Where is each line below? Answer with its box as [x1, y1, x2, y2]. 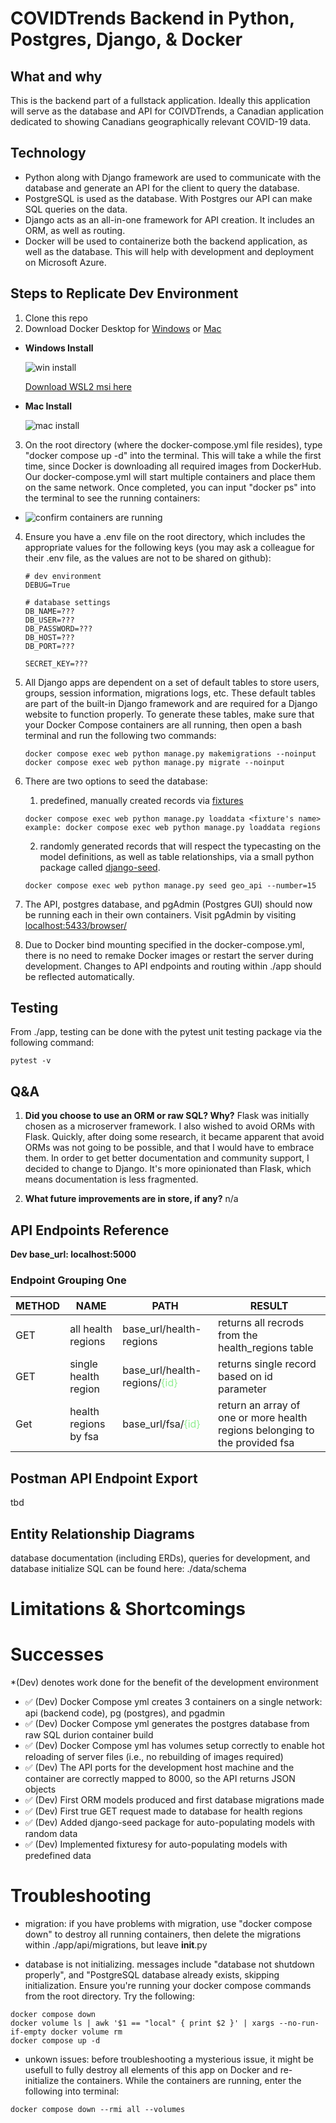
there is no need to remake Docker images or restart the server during [24, 949, 314, 961]
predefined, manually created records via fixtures [39, 794, 244, 806]
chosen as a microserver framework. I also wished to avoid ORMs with [24, 1120, 316, 1132]
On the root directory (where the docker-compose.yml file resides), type [24, 438, 323, 451]
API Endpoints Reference [10, 1222, 170, 1239]
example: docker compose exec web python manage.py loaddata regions [24, 822, 322, 832]
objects [24, 1783, 57, 1796]
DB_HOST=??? [24, 632, 75, 642]
